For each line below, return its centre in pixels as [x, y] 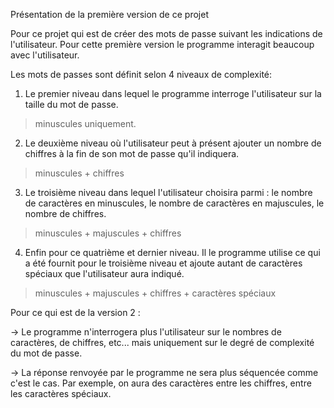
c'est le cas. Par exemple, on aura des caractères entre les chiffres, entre [161, 383]
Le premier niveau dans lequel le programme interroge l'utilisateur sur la [173, 93]
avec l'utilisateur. [45, 55]
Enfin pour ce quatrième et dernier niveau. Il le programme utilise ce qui [172, 252]
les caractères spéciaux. [61, 393]
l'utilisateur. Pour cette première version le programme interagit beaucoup [162, 44]
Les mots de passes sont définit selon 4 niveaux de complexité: [141, 74]
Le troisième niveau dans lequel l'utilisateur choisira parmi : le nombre [168, 192]
